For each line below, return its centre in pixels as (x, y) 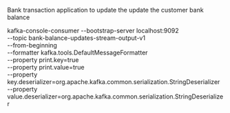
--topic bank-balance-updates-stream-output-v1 (76, 38)
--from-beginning (32, 45)
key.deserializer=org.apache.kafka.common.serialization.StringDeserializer (114, 82)
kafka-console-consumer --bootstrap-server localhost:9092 (93, 31)
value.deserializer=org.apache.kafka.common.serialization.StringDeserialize (115, 96)
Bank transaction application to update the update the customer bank (106, 10)
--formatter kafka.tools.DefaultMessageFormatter (77, 52)
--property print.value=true (46, 67)
